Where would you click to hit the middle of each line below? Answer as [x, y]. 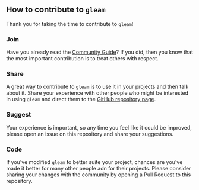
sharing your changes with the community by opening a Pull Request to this [99, 175]
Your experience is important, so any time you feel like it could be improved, [99, 127]
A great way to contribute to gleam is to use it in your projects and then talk [97, 87]
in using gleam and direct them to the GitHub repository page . [81, 99]
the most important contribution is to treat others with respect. [82, 59]
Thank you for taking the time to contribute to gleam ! [70, 24]
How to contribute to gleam [56, 10]
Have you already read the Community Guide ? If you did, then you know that [100, 52]
